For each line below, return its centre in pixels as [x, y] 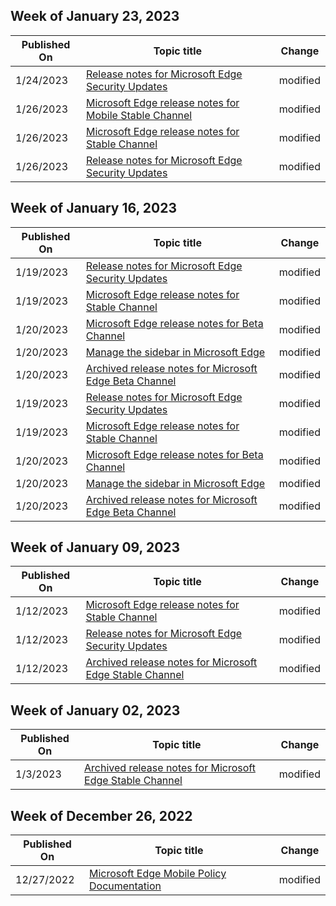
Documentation [125, 886]
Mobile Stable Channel [139, 115]
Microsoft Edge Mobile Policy [158, 874]
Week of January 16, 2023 [94, 208]
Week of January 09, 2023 [95, 547]
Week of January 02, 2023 [95, 710]
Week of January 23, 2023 [95, 16]
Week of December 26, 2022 [101, 815]
